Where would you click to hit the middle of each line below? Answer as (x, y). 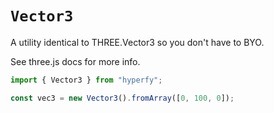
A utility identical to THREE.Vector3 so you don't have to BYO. (137, 42)
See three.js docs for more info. (75, 61)
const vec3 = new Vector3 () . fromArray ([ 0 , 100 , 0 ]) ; (122, 98)
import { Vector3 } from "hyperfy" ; (86, 80)
